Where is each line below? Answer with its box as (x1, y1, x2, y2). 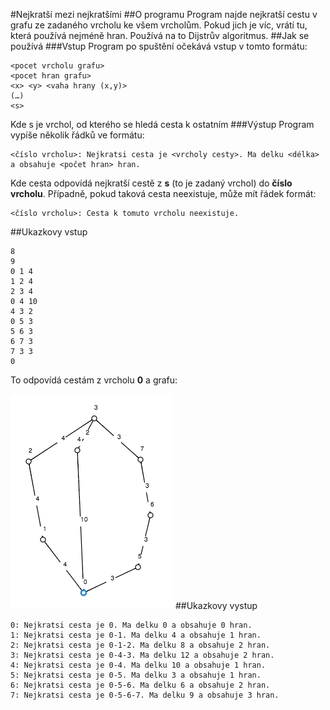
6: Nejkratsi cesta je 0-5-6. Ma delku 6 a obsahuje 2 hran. (10, 680, 271, 690)
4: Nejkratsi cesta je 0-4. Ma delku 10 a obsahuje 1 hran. (10, 660, 267, 670)
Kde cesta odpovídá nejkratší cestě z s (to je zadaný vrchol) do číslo (10, 177, 293, 189)
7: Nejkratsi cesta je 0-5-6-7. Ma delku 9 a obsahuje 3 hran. (10, 690, 280, 700)
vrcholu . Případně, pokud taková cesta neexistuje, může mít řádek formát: (10, 188, 317, 199)
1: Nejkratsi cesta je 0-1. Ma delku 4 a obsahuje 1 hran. (10, 630, 262, 640)
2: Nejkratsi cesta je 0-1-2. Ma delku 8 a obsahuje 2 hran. (10, 640, 271, 650)
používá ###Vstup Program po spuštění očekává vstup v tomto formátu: (10, 40, 308, 52)
